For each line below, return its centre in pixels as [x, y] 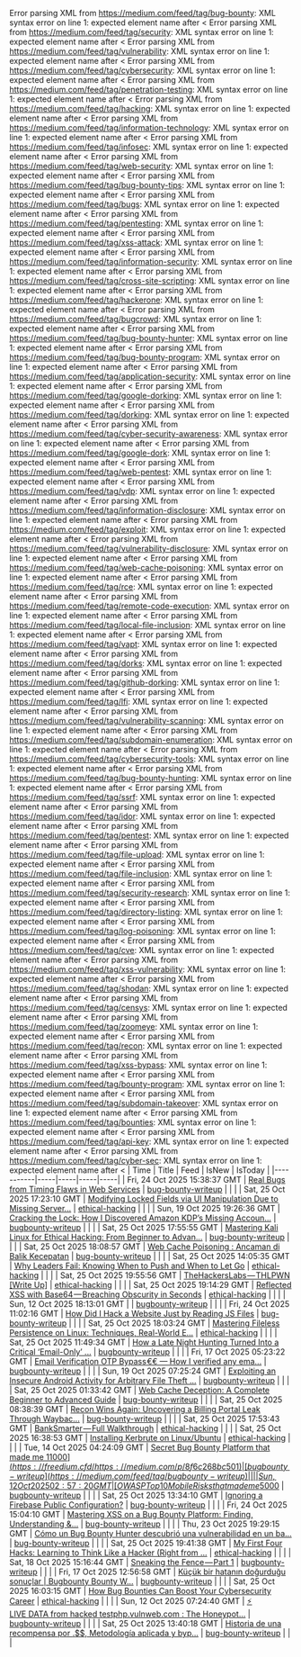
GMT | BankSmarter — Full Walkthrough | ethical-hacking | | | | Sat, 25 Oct [145, 1428]
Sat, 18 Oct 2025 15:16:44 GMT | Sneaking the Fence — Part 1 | [124, 1562]
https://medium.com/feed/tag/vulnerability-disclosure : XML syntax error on [149, 549]
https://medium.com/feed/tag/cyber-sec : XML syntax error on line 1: [136, 1161]
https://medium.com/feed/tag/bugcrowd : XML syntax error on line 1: [136, 319]
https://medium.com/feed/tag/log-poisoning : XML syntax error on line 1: [142, 931]
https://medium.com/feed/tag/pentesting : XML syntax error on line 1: [137, 223]
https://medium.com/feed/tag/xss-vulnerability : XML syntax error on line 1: [147, 969]
